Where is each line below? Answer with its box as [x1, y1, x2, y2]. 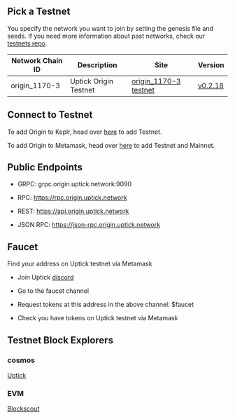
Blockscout [7, 404, 40, 413]
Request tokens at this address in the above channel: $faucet [17, 301, 194, 309]
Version [197, 60, 225, 69]
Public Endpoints [7, 161, 83, 174]
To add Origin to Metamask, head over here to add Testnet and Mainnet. [7, 141, 215, 149]
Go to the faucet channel [17, 287, 90, 295]
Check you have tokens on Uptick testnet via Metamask [17, 314, 178, 322]
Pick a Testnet [7, 6, 71, 18]
